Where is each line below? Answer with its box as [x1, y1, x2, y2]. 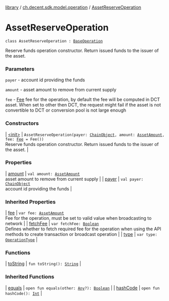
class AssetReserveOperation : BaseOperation [5, 38, 103, 43]
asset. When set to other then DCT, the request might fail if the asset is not [5, 102, 161, 108]
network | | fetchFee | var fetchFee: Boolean [5, 221, 99, 227]
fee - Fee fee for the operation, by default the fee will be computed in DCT [5, 96, 160, 103]
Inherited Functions [5, 273, 55, 280]
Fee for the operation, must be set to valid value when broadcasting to [5, 215, 152, 221]
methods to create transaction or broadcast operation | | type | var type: [5, 231, 158, 237]
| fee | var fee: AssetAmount [5, 210, 64, 216]
